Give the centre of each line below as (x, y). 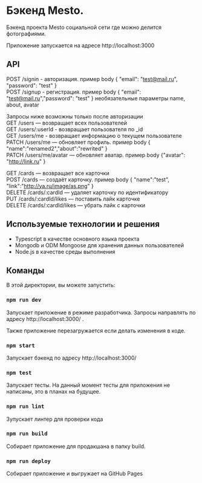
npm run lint (25, 407)
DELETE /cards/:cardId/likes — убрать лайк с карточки (76, 205)
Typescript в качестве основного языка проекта (77, 239)
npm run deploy (29, 461)
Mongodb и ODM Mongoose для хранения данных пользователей (99, 245)
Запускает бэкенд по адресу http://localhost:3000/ (72, 358)
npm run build (27, 434)
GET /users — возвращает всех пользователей (67, 123)
